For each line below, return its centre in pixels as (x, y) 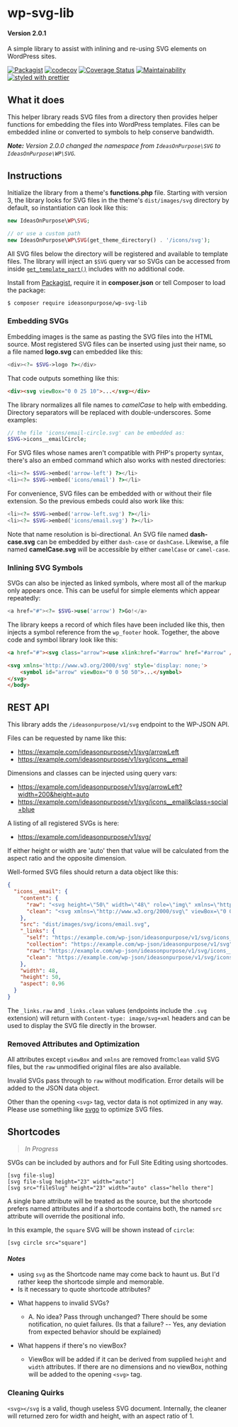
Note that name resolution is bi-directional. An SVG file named (98, 534)
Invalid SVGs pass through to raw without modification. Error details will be (116, 1081)
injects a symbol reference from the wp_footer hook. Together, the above (113, 632)
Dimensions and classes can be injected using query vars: (92, 773)
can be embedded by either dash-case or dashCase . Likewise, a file (132, 542)
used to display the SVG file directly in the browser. (82, 1025)
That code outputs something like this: (63, 378)
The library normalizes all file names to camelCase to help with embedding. (118, 405)
